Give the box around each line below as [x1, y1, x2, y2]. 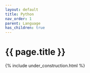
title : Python [5, 12, 34, 17]
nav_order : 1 [5, 16, 32, 21]
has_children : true [5, 25, 45, 30]
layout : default [5, 7, 38, 12]
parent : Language [5, 21, 41, 26]
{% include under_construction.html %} [5, 63, 85, 69]
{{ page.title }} [5, 47, 66, 58]
